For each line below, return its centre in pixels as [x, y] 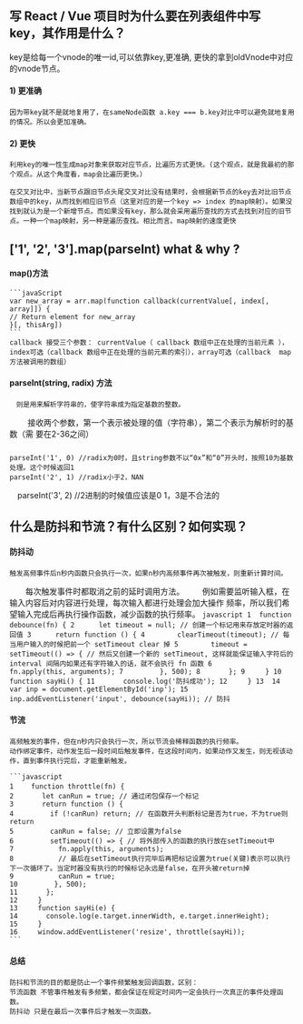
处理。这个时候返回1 [42, 467]
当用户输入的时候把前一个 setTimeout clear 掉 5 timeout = [128, 644]
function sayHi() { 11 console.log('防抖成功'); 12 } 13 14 [145, 681]
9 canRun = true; [63, 876]
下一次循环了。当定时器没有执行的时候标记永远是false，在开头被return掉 [130, 868]
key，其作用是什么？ [68, 33]
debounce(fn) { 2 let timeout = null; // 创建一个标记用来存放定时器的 [148, 625]
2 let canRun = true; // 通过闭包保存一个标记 [104, 796]
